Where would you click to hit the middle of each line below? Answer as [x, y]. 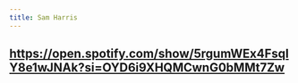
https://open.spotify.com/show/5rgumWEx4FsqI [149, 54]
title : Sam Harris [43, 17]
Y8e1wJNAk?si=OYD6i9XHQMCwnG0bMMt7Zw [147, 68]
